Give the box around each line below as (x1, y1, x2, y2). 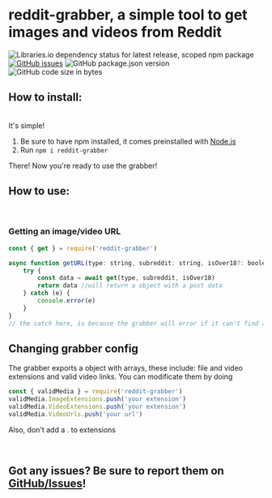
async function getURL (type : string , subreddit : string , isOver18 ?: (8, 259, 244, 267)
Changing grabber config (8, 342, 139, 355)
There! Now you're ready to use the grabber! (8, 161, 158, 170)
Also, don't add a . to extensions (8, 424, 116, 435)
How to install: (8, 91, 83, 105)
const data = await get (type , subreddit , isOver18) (37, 274, 216, 282)
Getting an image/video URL (8, 225, 121, 237)
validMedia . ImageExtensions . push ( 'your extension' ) (8, 395, 186, 403)
